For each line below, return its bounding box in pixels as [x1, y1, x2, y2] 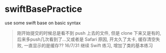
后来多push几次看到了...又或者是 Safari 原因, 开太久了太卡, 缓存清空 [16, 36, 156, 42]
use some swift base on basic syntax [4, 20, 81, 26]
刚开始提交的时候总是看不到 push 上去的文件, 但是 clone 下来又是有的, [16, 30, 161, 36]
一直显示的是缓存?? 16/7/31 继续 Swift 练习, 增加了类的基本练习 [23, 42, 153, 48]
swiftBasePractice [4, 3, 82, 15]
